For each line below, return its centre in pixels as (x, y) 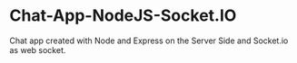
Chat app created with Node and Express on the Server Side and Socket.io (149, 40)
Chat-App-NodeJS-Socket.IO (123, 16)
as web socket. (38, 49)
